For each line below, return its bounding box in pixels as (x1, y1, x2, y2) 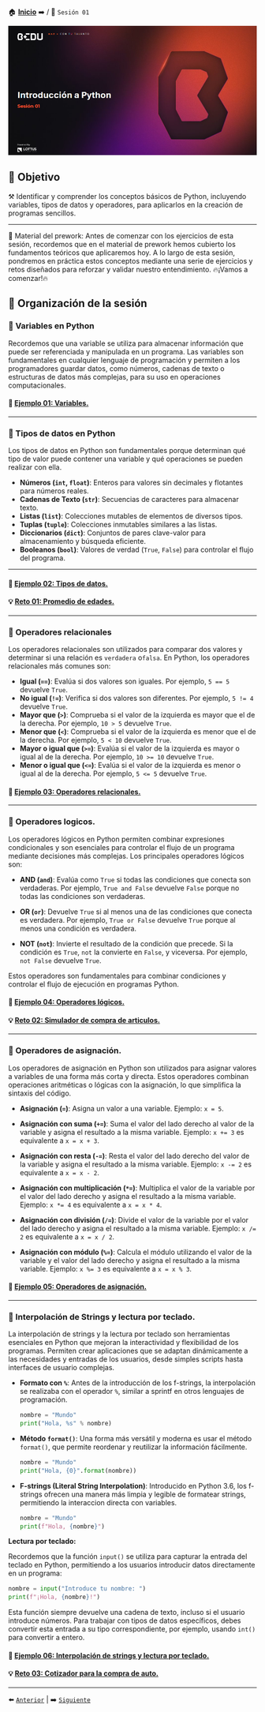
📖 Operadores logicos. (8, 816, 96, 827)
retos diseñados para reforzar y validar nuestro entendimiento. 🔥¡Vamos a (8, 264, 248, 274)
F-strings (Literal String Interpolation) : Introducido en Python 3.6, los (19, 1481, 247, 1490)
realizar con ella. (8, 463, 62, 472)
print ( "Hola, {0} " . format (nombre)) (19, 1467, 137, 1474)
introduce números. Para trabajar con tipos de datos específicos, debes (8, 1616, 242, 1625)
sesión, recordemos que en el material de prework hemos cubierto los (8, 239, 237, 249)
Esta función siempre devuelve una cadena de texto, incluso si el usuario (8, 1608, 245, 1617)
